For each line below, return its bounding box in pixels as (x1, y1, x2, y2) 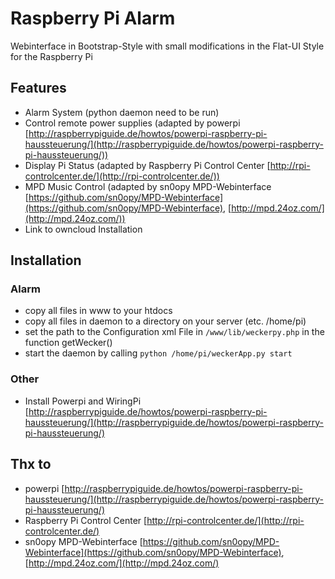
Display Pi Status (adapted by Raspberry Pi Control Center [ (24, 159, 271, 171)
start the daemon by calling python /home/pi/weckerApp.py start (24, 347, 293, 359)
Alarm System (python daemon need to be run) (24, 106, 220, 118)
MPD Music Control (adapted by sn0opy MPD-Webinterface (24, 180, 272, 192)
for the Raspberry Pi (10, 50, 93, 62)
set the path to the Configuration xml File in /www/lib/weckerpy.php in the (24, 326, 325, 338)
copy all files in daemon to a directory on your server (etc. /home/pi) (24, 315, 307, 327)
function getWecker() (24, 337, 113, 349)
